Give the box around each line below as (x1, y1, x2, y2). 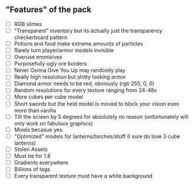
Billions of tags (14, 165, 51, 173)
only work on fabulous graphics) (14, 119, 93, 126)
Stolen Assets (14, 145, 48, 152)
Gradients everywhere (14, 159, 68, 166)
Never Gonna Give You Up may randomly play (14, 67, 126, 74)
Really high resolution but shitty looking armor (14, 73, 126, 80)
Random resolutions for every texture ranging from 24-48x (14, 87, 157, 94)
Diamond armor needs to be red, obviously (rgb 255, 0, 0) (14, 80, 154, 87)
